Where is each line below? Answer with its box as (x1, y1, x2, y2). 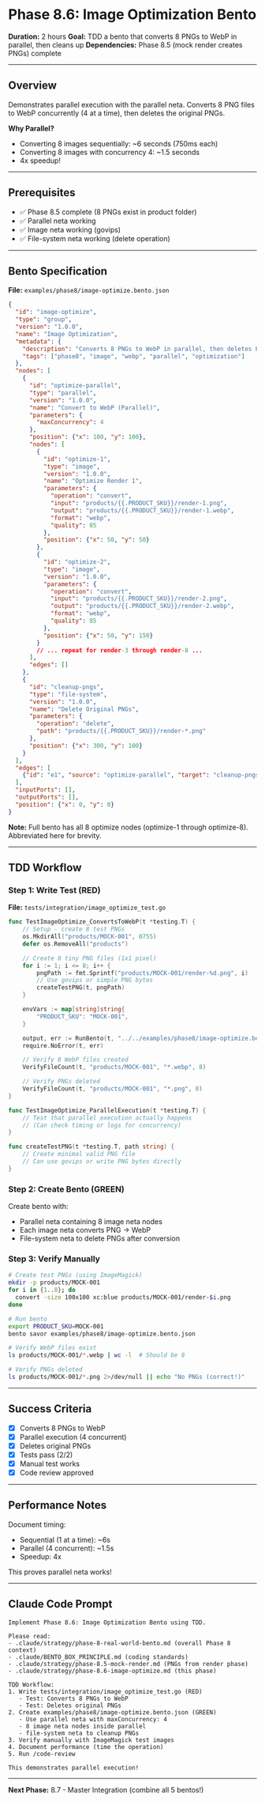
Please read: (8, 1632, 51, 1640)
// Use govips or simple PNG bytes (36, 977, 154, 984)
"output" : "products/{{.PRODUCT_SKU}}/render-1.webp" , (50, 506, 235, 515)
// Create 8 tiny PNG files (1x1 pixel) (22, 954, 157, 962)
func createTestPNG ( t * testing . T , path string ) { (8, 1143, 175, 1151)
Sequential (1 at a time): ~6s (19, 1535, 110, 1544)
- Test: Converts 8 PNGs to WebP (18, 1694, 129, 1702)
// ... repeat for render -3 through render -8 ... (36, 646, 203, 654)
